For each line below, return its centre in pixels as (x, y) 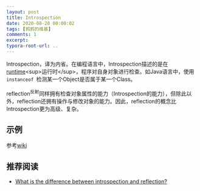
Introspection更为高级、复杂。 (44, 109)
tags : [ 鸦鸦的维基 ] (29, 29)
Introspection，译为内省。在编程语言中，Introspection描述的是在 (87, 64)
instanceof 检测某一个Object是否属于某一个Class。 (71, 79)
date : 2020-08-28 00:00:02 (40, 23)
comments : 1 (21, 35)
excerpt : (17, 40)
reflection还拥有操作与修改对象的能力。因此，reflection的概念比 (97, 101)
